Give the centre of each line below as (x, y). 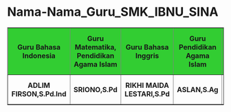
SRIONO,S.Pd (96, 89)
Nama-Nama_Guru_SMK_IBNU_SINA (113, 12)
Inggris (147, 56)
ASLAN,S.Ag (198, 89)
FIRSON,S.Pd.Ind (39, 93)
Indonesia (39, 56)
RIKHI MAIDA (147, 85)
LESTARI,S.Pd (147, 93)
